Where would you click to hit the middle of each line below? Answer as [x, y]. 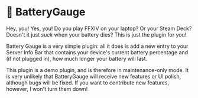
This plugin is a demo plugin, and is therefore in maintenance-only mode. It [98, 70]
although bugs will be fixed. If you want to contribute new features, [88, 83]
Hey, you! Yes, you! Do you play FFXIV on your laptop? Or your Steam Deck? [99, 28]
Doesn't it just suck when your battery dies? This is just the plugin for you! [96, 34]
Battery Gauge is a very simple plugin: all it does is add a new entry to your [97, 46]
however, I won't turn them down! [47, 89]
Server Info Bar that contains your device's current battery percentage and [97, 52]
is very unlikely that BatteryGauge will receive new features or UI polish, [94, 76]
